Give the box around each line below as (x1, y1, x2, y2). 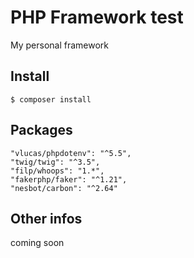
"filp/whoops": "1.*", (10, 166, 105, 176)
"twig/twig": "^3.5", (10, 157, 101, 167)
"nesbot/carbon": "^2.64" (10, 183, 118, 193)
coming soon (10, 237, 65, 249)
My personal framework (10, 39, 110, 51)
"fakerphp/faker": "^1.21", (10, 174, 128, 185)
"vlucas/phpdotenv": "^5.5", (10, 148, 132, 158)
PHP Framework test (10, 6, 184, 29)
